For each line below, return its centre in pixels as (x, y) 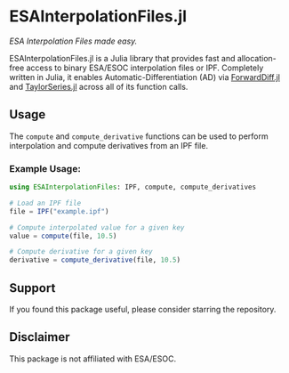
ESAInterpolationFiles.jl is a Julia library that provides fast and (122, 58)
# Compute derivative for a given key (81, 252)
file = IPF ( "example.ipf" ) (59, 211)
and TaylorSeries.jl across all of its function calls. (99, 86)
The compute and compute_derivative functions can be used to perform (139, 136)
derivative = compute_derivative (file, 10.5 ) (95, 260)
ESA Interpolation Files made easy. (73, 41)
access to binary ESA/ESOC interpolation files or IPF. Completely (145, 68)
